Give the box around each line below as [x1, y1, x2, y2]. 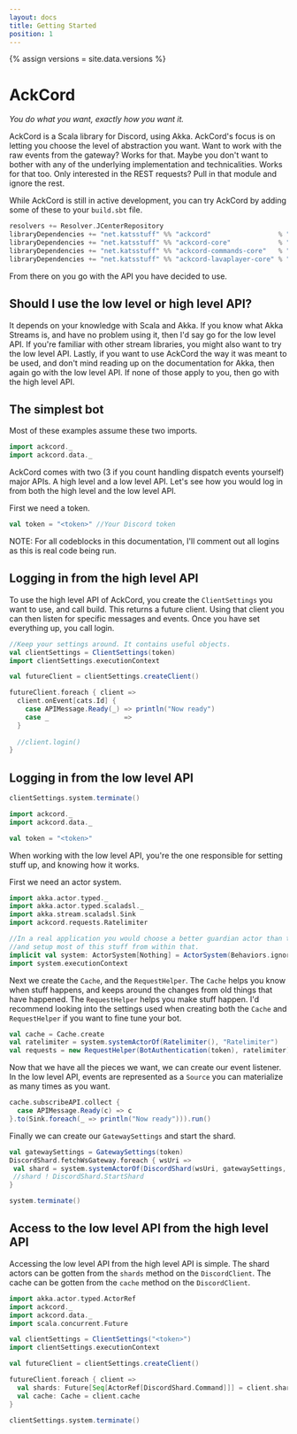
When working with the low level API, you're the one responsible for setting [9, 850, 283, 860]
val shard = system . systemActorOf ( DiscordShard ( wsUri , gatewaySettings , [12, 1164, 287, 1173]
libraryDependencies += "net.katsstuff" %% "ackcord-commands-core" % [9, 246, 283, 255]
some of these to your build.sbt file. [9, 204, 143, 215]
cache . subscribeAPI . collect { [9, 1099, 121, 1107]
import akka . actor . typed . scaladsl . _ [9, 902, 144, 911]
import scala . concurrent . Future [9, 1319, 128, 1328]
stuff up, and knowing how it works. [9, 860, 140, 870]
